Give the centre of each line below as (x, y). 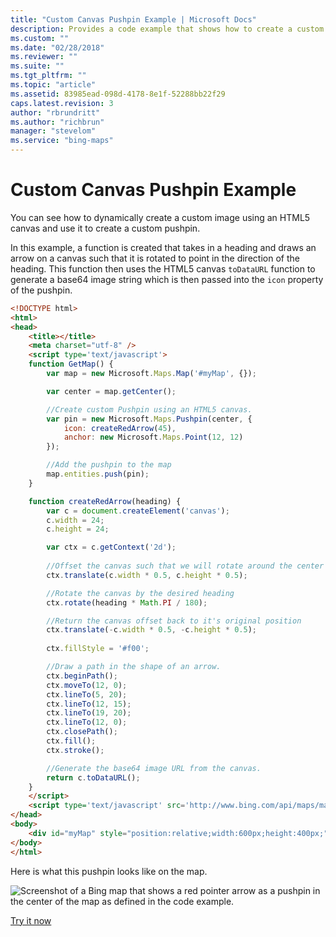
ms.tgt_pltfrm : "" (48, 76)
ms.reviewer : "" (44, 57)
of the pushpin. (41, 290)
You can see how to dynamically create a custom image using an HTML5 (160, 217)
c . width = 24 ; (75, 520)
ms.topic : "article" (53, 85)
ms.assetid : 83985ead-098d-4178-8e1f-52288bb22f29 (118, 94)
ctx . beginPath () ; (82, 676)
